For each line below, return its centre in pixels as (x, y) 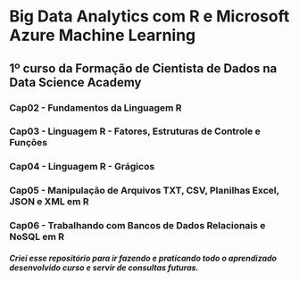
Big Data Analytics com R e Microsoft (149, 17)
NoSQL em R (37, 236)
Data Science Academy (75, 82)
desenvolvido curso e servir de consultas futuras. (104, 267)
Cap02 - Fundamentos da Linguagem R (96, 107)
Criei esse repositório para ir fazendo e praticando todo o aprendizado (143, 258)
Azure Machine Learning (103, 35)
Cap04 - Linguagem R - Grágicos (82, 167)
